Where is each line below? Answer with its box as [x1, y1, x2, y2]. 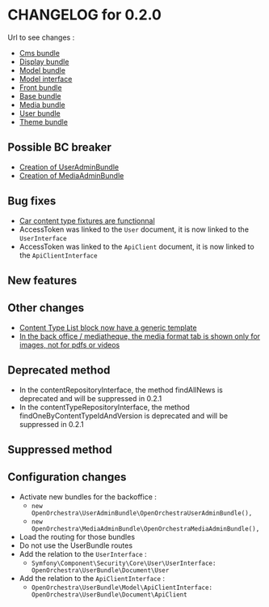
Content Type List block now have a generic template [19, 323, 197, 332]
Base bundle [19, 91, 61, 100]
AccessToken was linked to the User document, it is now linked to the [19, 224, 250, 234]
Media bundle [19, 100, 65, 109]
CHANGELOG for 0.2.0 [7, 6, 162, 24]
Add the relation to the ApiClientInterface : [19, 573, 166, 583]
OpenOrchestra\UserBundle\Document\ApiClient [31, 590, 187, 599]
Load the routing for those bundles [19, 532, 135, 541]
